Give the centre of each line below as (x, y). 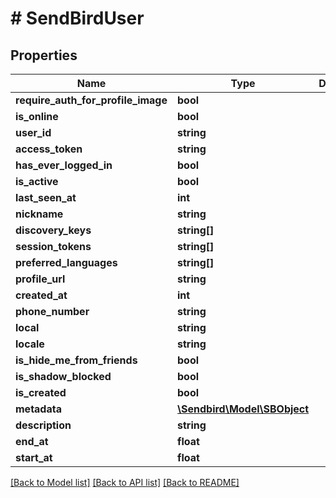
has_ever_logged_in (64, 165)
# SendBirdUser (77, 18)
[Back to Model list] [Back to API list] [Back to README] (125, 482)
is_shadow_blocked (63, 376)
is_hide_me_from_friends (76, 360)
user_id (33, 132)
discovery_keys (53, 230)
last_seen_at (46, 197)
